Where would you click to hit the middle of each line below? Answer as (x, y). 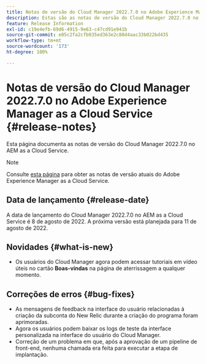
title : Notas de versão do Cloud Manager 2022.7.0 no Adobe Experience (100, 12)
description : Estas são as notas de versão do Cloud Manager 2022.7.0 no (103, 18)
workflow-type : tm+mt (34, 41)
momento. (28, 275)
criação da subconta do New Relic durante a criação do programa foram (106, 316)
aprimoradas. (32, 322)
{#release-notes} (51, 127)
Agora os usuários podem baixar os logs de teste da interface (93, 328)
